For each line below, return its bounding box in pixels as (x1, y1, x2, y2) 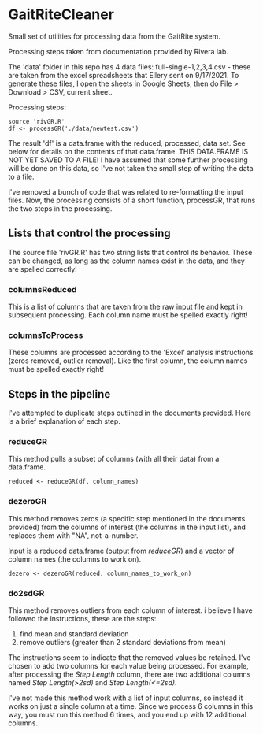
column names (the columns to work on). (8, 554, 142, 564)
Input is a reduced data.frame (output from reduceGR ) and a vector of (8, 546, 235, 555)
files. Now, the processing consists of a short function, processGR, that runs (8, 195, 256, 205)
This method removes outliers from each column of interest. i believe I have (8, 606, 254, 615)
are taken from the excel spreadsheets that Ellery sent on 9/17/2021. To (8, 70, 239, 80)
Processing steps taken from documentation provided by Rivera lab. (8, 46, 228, 56)
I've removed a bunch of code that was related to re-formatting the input (8, 187, 244, 196)
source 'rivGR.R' (8, 117, 65, 125)
